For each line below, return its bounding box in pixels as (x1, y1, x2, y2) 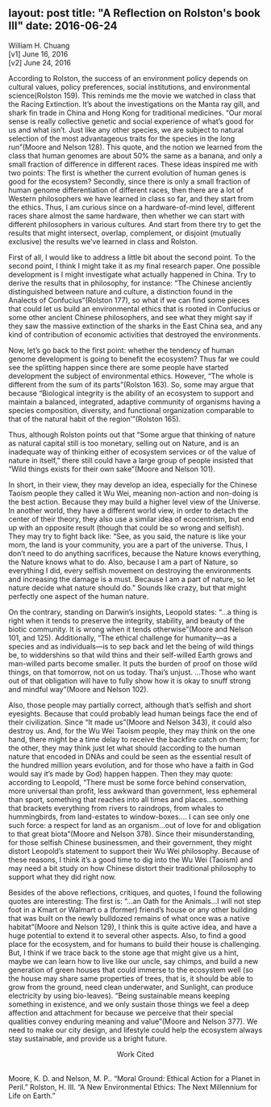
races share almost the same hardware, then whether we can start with (8, 210, 245, 221)
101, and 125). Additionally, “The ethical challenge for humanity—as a (8, 632, 238, 642)
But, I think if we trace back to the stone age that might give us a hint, (8, 948, 240, 957)
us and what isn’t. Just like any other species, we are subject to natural (8, 125, 244, 134)
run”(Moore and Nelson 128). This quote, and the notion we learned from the (8, 142, 263, 152)
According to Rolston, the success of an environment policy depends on (8, 73, 248, 83)
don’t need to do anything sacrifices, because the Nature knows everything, (8, 548, 261, 558)
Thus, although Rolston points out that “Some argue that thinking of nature (8, 429, 256, 439)
